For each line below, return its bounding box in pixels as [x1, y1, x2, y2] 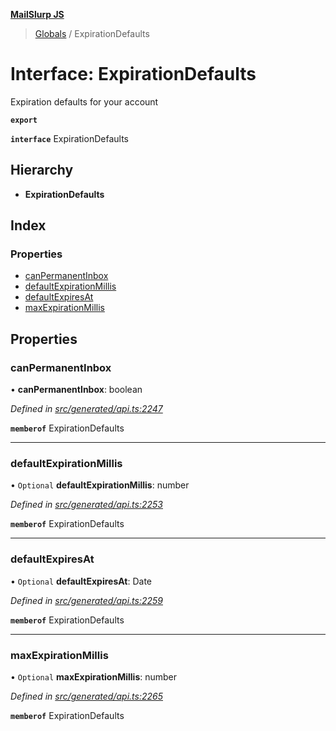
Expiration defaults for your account [10, 95, 159, 108]
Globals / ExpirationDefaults [34, 28, 150, 39]
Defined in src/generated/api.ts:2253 [10, 499, 163, 511]
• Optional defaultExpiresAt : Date [10, 575, 153, 587]
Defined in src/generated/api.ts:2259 [10, 594, 163, 606]
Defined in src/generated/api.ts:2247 [10, 403, 163, 415]
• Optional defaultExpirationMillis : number [10, 479, 190, 491]
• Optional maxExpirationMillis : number [10, 671, 178, 683]
